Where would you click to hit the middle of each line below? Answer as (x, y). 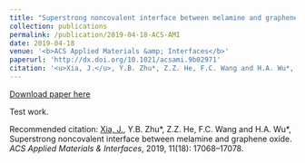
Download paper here (50, 94)
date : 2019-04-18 (42, 43)
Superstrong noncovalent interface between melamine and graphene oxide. (151, 139)
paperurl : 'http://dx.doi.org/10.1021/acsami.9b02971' (115, 60)
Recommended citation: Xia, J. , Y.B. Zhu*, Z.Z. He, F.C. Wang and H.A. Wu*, (151, 129)
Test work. (29, 111)
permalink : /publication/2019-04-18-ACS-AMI (95, 34)
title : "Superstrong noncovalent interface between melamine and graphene (154, 18)
